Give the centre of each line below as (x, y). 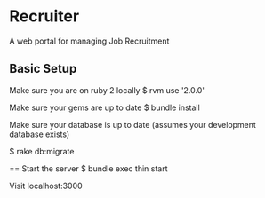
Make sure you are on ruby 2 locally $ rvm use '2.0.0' (107, 90)
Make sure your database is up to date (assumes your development (132, 124)
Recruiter (44, 16)
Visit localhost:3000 (46, 186)
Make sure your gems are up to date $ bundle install (104, 107)
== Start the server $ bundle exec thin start (88, 168)
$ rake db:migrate (42, 151)
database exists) (40, 134)
